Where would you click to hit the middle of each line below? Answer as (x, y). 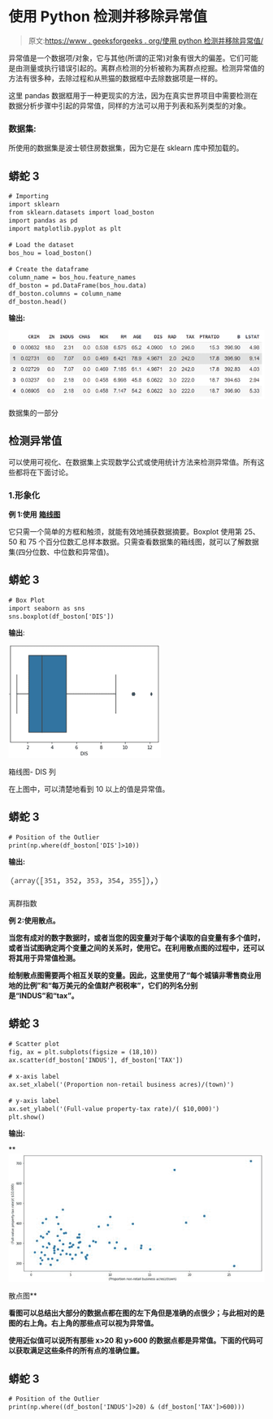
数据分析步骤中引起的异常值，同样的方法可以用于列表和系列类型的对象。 (129, 106)
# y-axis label (34, 1101)
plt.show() (27, 1117)
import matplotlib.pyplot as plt (65, 229)
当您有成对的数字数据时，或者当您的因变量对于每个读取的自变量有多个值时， (136, 937)
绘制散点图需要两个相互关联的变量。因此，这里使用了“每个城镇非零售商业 (131, 975)
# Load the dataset (41, 245)
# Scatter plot (34, 1044)
